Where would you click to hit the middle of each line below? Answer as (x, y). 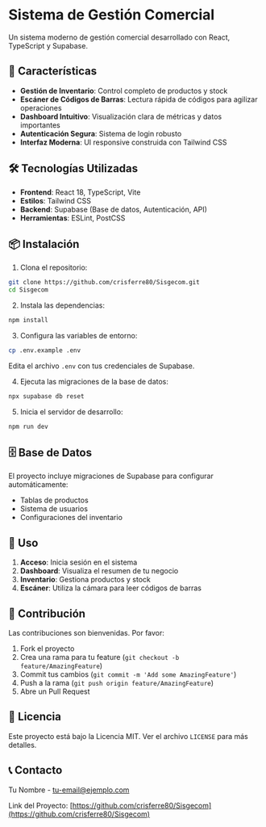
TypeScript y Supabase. (48, 45)
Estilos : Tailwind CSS (55, 200)
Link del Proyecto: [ (41, 805)
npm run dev (28, 426)
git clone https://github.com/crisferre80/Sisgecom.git (104, 283)
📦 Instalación (44, 244)
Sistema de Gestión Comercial (112, 15)
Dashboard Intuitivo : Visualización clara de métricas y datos (121, 116)
